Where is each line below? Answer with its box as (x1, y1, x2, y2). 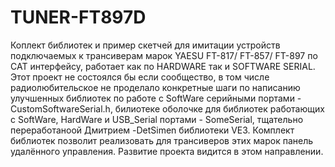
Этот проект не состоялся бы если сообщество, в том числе (10, 71, 270, 83)
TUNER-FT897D (10, 6, 147, 29)
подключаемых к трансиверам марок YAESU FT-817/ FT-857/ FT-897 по (10, 49, 318, 61)
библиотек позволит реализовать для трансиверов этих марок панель (10, 134, 314, 146)
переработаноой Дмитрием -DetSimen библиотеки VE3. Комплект (10, 124, 295, 136)
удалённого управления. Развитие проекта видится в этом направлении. (10, 145, 324, 157)
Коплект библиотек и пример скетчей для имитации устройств (10, 39, 281, 51)
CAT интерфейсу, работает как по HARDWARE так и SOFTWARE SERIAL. (10, 60, 316, 72)
